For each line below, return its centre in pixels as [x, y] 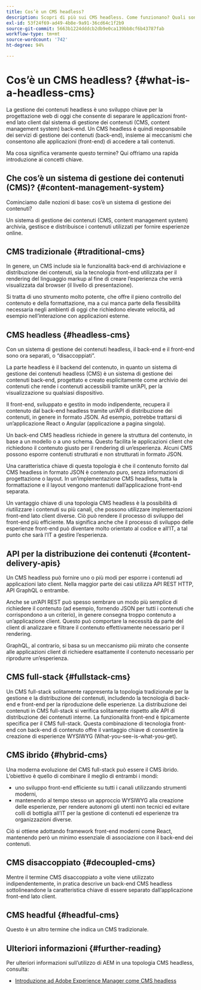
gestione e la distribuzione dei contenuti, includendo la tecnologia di [90, 698]
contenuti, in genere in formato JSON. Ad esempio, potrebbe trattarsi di [94, 417]
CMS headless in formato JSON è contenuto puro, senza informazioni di [95, 472]
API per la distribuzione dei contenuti [77, 553]
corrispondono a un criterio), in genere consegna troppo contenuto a [91, 615]
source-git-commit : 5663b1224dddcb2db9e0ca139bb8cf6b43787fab [85, 28]
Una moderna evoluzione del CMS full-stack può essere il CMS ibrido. [92, 769]
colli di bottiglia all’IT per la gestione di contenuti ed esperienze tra [97, 813]
